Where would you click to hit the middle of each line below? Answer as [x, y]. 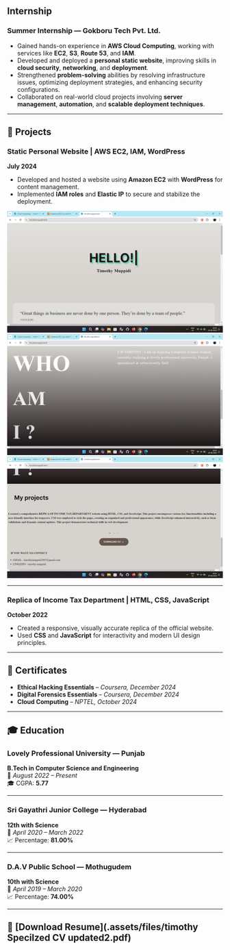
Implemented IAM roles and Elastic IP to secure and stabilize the [108, 194]
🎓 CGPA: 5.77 [28, 783]
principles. [32, 642]
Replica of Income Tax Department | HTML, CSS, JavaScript [108, 600]
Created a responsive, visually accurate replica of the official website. [115, 628]
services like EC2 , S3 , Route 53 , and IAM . [76, 53]
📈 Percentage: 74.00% [40, 897]
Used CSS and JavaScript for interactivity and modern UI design [108, 635]
